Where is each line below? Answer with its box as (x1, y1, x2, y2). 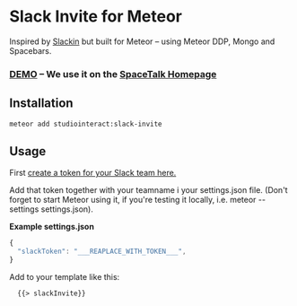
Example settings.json (9, 222, 94, 232)
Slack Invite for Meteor (9, 6, 182, 27)
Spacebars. (9, 45, 52, 56)
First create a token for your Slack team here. (9, 168, 177, 179)
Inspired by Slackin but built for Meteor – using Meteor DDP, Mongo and (9, 36, 275, 47)
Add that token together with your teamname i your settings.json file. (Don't (9, 185, 289, 196)
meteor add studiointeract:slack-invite (9, 119, 163, 128)
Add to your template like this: (9, 272, 120, 283)
